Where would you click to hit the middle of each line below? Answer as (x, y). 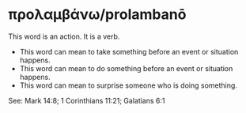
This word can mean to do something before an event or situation (126, 68)
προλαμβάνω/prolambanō (97, 15)
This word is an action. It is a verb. (64, 36)
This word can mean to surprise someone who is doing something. (128, 85)
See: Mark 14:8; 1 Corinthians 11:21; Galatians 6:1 (87, 100)
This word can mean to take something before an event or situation (129, 51)
